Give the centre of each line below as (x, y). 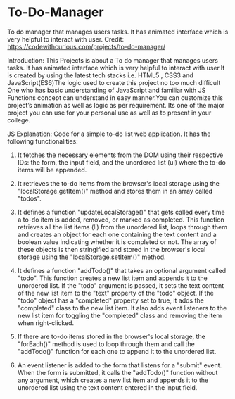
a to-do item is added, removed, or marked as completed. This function (121, 220)
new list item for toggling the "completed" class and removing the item (120, 315)
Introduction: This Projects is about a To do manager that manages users (113, 60)
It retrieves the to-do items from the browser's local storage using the (118, 183)
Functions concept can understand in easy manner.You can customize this (115, 97)
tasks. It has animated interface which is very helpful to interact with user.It (116, 68)
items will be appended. (52, 170)
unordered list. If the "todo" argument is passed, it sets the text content (121, 285)
